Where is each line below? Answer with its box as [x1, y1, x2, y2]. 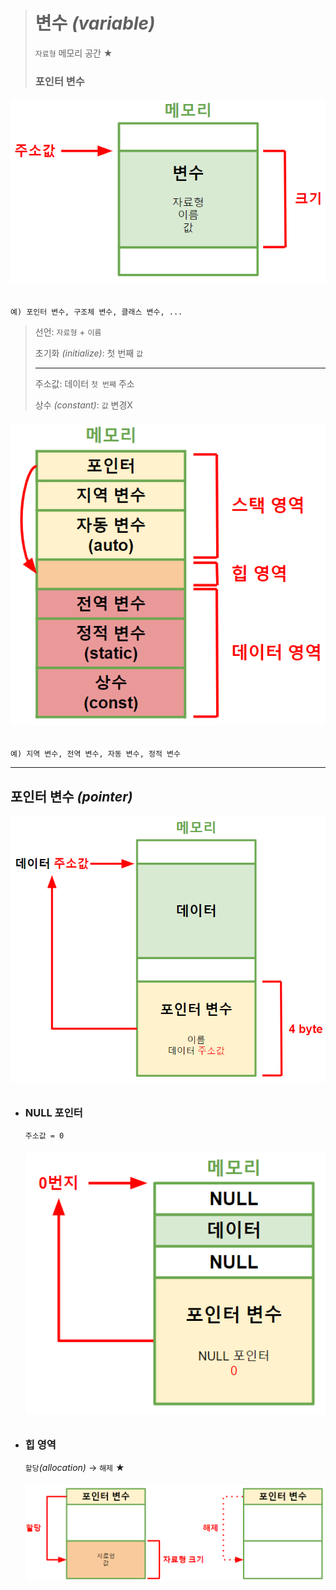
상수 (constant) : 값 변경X [34, 399, 133, 411]
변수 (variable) [34, 12, 156, 35]
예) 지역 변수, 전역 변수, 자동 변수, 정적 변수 [10, 749, 181, 759]
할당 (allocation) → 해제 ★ [24, 1461, 125, 1473]
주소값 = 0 [24, 1131, 65, 1141]
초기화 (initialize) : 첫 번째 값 [34, 347, 144, 359]
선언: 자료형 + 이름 [34, 325, 102, 338]
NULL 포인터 [24, 1105, 83, 1119]
